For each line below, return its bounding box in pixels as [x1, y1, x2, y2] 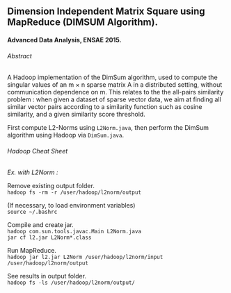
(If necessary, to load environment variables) [7, 201, 136, 210]
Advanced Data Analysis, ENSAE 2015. [7, 35, 122, 44]
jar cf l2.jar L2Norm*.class [7, 234, 92, 242]
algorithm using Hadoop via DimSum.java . [7, 131, 124, 140]
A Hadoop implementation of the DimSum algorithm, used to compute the [7, 73, 218, 82]
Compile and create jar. [7, 221, 74, 229]
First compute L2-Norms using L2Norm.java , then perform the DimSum [7, 124, 209, 132]
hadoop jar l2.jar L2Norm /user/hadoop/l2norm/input [7, 253, 164, 261]
